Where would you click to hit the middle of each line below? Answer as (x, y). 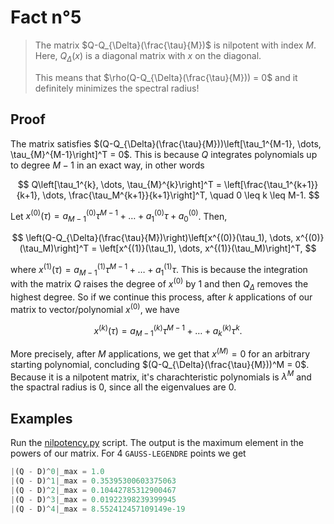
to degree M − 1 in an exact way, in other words (107, 165)
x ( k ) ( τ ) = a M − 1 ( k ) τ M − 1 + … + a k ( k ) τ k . (168, 330)
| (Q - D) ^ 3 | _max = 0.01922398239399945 (93, 499)
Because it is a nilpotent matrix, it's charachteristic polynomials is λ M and (161, 376)
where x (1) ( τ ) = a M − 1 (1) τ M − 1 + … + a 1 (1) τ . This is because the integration (159, 270)
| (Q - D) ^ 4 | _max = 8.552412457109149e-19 (98, 509)
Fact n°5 (46, 17)
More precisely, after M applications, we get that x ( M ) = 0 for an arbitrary (160, 353)
